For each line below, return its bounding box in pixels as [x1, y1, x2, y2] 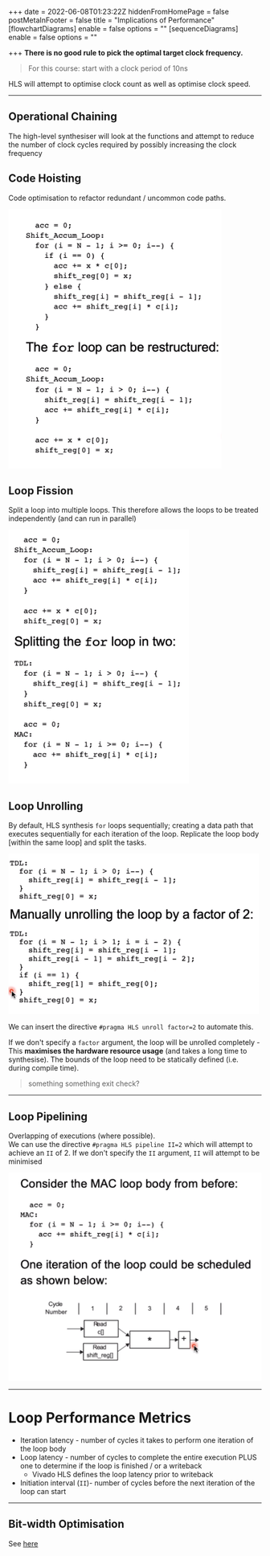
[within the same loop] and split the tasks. [8, 837, 147, 847]
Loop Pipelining [8, 1109, 88, 1124]
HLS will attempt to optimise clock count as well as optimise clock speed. [8, 80, 251, 88]
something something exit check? [27, 1079, 140, 1088]
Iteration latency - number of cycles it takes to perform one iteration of [19, 1435, 254, 1445]
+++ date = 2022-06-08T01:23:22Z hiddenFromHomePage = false [8, 7, 229, 16]
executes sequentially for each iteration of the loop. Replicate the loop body [8, 829, 260, 839]
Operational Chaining [8, 110, 118, 124]
